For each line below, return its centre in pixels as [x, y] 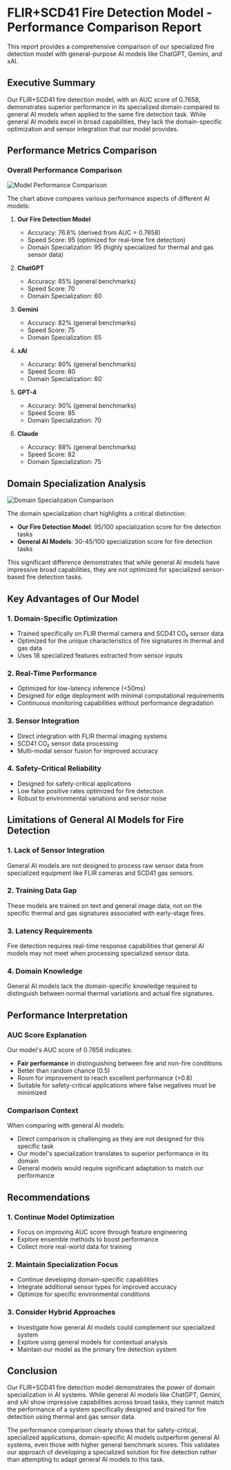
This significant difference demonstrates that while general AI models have [113, 562]
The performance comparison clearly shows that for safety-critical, [103, 1430]
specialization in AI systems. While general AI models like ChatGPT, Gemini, [114, 1395]
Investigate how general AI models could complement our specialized [116, 1327]
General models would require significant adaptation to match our [110, 1168]
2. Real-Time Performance [52, 673]
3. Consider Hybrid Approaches [61, 1312]
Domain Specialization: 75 [64, 462]
